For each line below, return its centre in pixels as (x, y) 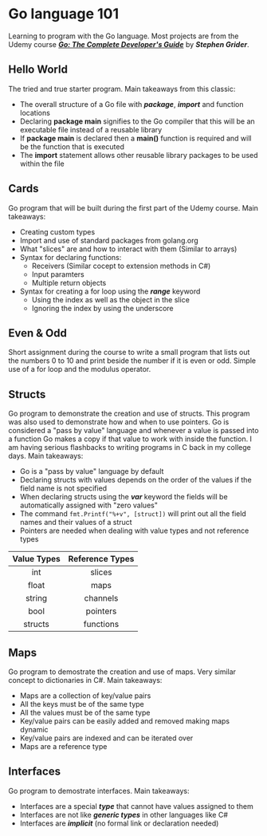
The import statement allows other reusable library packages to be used (139, 155)
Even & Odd (38, 333)
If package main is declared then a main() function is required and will (135, 138)
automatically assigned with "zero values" (88, 505)
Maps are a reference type (63, 746)
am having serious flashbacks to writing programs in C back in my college (130, 448)
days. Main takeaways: (46, 456)
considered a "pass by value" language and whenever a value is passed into (133, 431)
